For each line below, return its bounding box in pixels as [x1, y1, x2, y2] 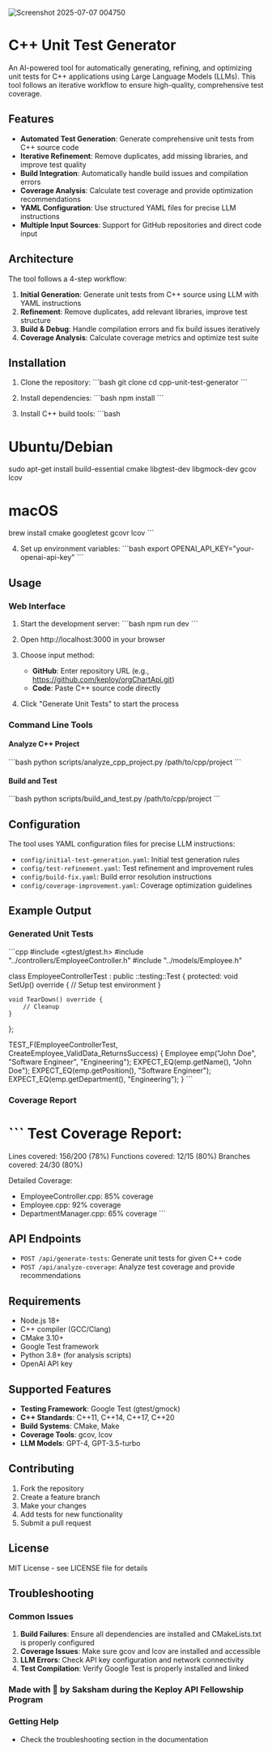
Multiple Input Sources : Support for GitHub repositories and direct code [19, 220, 261, 230]
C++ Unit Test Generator [8, 37, 176, 54]
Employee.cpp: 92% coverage [19, 1199, 121, 1209]
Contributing [8, 1461, 74, 1476]
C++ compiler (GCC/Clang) [19, 1324, 112, 1334]
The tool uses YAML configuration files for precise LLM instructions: [8, 839, 236, 849]
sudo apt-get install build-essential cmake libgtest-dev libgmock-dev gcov [8, 464, 257, 474]
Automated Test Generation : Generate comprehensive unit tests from [19, 134, 254, 144]
